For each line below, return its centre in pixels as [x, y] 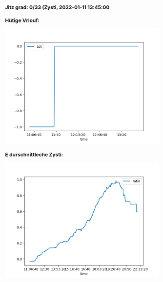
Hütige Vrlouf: [22, 20]
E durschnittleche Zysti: [34, 155]
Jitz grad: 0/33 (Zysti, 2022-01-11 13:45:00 [57, 7]
